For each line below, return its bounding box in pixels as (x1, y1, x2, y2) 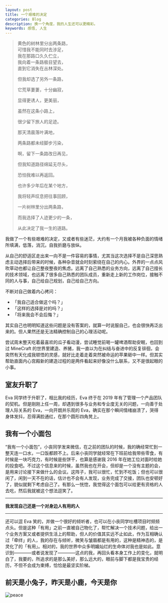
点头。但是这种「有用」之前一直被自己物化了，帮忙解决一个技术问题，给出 (5, 524, 158, 530)
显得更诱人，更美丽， (17, 97, 61, 103)
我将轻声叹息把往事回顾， (17, 193, 70, 199)
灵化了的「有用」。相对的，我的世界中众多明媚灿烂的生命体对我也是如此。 (5, 543, 156, 549)
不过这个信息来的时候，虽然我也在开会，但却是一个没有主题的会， (26, 462, 163, 469)
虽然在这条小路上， (17, 108, 57, 114)
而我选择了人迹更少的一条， (17, 215, 75, 221)
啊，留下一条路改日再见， (17, 151, 70, 157)
